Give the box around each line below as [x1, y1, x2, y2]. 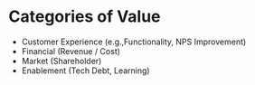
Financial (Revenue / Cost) [21, 45, 121, 56]
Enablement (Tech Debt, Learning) [21, 65, 150, 76]
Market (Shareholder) [21, 55, 102, 66]
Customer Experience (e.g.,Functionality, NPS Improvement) [21, 36, 247, 47]
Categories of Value [8, 6, 161, 27]
